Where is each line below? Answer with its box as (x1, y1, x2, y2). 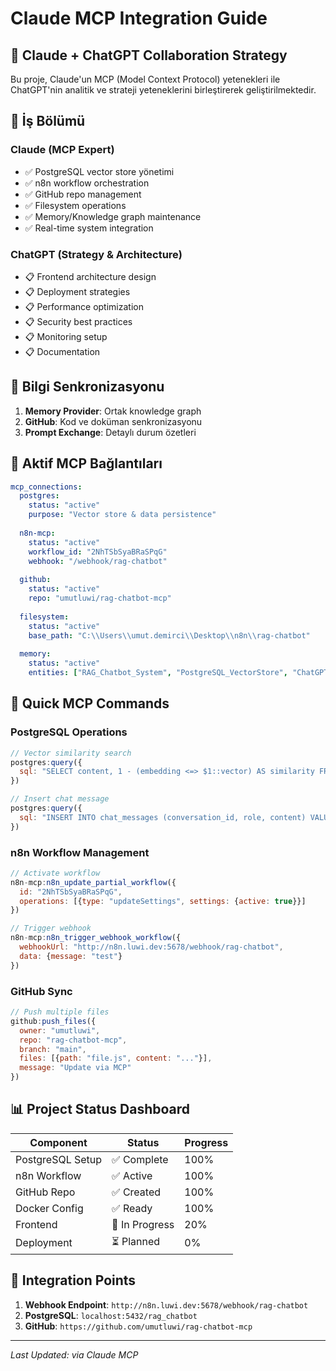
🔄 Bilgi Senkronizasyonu (10, 378, 165, 396)
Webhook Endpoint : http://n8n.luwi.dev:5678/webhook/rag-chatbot (24, 1298, 309, 1311)
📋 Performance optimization (24, 300, 144, 312)
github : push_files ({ (10, 1016, 97, 1026)
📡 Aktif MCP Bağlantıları (10, 455, 163, 472)
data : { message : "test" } (19, 951, 123, 961)
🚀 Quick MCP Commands (10, 695, 170, 712)
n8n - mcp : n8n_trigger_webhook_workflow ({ (10, 933, 182, 943)
